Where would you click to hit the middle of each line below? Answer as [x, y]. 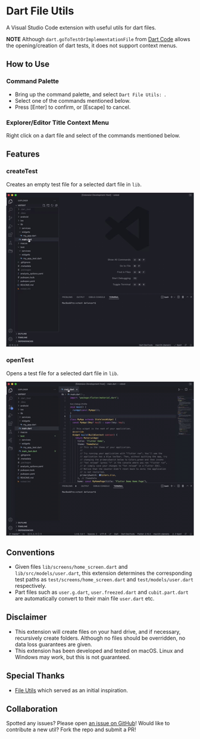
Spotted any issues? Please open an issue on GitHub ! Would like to [88, 723]
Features [23, 154]
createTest [22, 171]
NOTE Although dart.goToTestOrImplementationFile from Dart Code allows [98, 39]
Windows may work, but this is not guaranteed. [73, 657]
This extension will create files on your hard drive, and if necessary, [98, 631]
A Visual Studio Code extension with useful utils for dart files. [81, 27]
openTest [20, 360]
